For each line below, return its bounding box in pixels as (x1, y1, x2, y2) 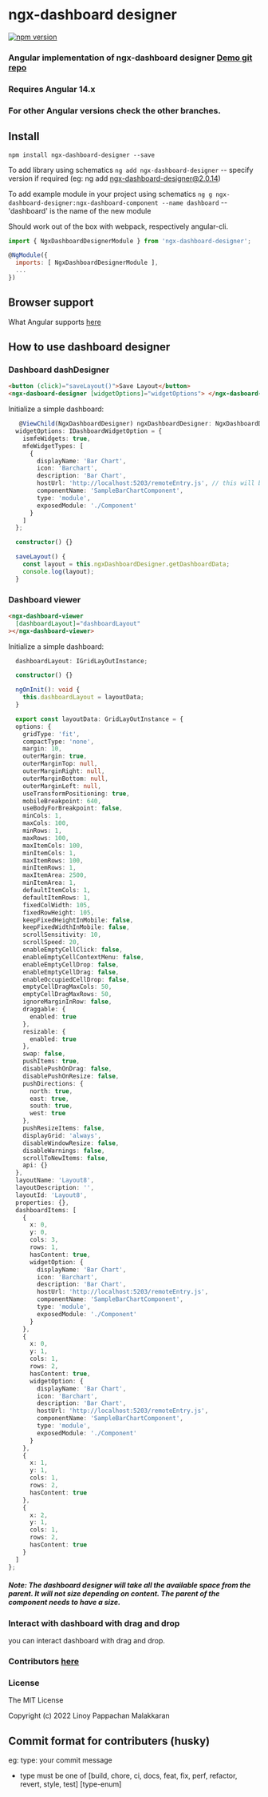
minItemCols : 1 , (22, 849, 77, 857)
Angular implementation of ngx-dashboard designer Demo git (8, 52, 253, 63)
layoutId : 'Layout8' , (15, 1191, 88, 1199)
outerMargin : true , (22, 752, 88, 761)
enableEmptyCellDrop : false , (22, 960, 120, 969)
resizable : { (22, 1027, 66, 1035)
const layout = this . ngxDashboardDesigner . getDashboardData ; (22, 560, 230, 569)
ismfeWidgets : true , (22, 434, 91, 442)
